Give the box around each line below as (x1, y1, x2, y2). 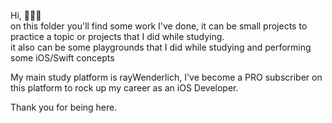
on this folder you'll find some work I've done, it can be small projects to (10, 20, 308, 32)
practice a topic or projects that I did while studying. (10, 31, 225, 42)
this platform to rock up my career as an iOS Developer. (10, 82, 239, 94)
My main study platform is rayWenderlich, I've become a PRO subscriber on (10, 71, 323, 83)
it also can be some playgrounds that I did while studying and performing (10, 41, 312, 53)
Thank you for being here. (10, 101, 118, 113)
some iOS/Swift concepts (10, 52, 115, 64)
